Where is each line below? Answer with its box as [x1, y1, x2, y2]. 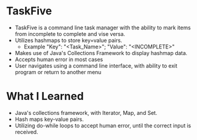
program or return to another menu [14, 68, 102, 75]
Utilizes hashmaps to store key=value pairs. [14, 36, 123, 44]
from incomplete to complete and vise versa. [14, 30, 126, 37]
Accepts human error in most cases [14, 56, 104, 63]
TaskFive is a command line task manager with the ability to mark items [14, 24, 191, 31]
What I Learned [6, 90, 84, 103]
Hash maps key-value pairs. [14, 115, 84, 123]
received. [14, 128, 38, 135]
